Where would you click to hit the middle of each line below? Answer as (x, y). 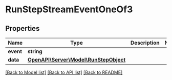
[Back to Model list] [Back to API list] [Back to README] (64, 72)
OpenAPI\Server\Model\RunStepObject (77, 60)
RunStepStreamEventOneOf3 (69, 9)
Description (145, 43)
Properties (23, 28)
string (35, 51)
